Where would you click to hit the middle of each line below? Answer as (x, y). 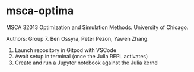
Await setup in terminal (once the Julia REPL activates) (81, 56)
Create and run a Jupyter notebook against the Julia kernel (87, 63)
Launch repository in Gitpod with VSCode (66, 50)
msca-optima (40, 11)
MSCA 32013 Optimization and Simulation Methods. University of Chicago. (97, 27)
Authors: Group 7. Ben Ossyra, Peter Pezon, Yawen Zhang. (78, 38)
